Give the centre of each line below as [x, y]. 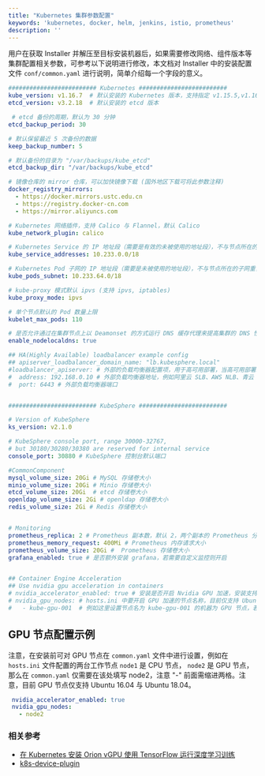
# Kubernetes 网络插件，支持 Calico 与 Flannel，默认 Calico [104, 226]
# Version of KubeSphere [49, 420]
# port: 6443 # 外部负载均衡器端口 [63, 384]
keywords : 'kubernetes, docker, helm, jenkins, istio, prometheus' [121, 23]
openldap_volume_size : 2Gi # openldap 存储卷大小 [88, 500]
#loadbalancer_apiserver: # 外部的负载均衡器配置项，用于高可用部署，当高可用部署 [132, 369]
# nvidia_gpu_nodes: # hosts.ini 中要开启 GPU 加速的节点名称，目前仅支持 [123, 601]
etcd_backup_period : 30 [47, 124]
